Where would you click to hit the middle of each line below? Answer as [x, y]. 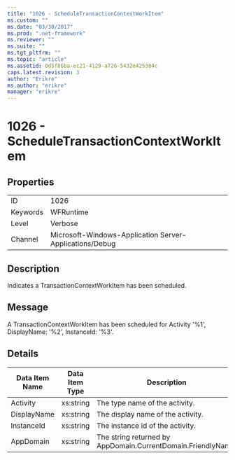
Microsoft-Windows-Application [104, 235]
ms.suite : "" [26, 46]
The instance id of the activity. [146, 426]
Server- [173, 235]
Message [28, 308]
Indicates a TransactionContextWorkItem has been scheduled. [97, 285]
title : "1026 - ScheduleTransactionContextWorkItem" [86, 14]
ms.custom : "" [28, 20]
